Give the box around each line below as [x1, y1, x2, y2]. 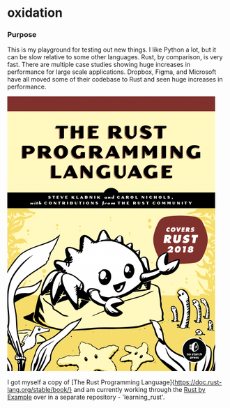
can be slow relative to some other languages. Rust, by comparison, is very [7, 53, 223, 61]
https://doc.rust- [174, 378, 222, 386]
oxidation [7, 5, 63, 21]
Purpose [7, 30, 37, 40]
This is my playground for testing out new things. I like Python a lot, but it [7, 45, 217, 54]
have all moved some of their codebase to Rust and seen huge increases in [7, 75, 223, 84]
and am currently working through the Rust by [73, 386, 206, 394]
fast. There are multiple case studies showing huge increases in [7, 61, 190, 69]
